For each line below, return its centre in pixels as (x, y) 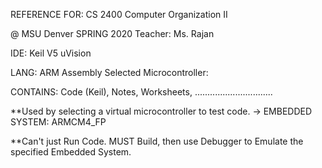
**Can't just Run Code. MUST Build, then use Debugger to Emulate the (157, 141)
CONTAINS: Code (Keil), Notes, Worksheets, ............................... (141, 92)
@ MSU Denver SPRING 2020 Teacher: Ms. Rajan (112, 33)
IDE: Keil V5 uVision (51, 53)
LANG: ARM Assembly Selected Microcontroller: (109, 72)
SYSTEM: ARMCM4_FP (58, 122)
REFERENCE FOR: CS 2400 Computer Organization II (119, 14)
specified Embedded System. (71, 152)
